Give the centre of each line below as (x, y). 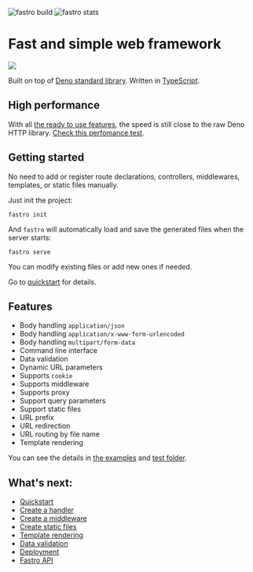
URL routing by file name (60, 434)
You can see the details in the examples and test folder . (97, 458)
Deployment (39, 552)
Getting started (46, 158)
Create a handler (47, 510)
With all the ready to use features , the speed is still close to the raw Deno (126, 124)
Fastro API (36, 560)
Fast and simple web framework (115, 44)
